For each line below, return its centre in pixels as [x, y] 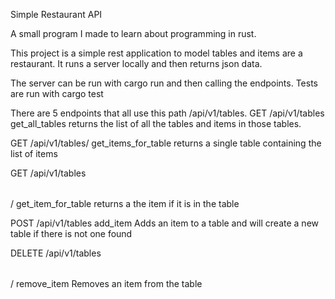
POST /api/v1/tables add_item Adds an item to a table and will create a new [165, 223]
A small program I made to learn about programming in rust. [133, 33]
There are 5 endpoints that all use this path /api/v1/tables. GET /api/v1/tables [167, 113]
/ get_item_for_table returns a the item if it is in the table [125, 203]
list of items [34, 153]
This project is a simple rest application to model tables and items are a [156, 53]
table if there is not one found [71, 233]
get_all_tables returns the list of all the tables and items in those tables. [156, 123]
